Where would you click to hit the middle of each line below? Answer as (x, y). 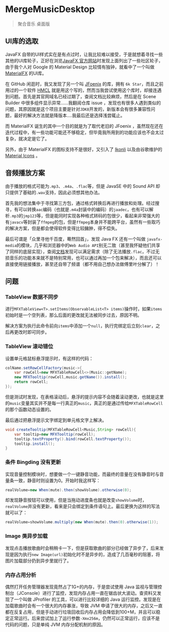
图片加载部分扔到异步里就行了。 (38, 561)
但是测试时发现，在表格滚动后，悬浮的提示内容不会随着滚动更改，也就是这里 (84, 397)
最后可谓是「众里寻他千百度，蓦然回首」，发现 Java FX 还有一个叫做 (75, 239)
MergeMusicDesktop (50, 9)
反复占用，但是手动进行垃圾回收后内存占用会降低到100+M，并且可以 (85, 612)
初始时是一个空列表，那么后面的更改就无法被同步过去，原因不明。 (73, 315)
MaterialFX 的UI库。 (26, 73)
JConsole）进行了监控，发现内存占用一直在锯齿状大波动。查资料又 (88, 593)
